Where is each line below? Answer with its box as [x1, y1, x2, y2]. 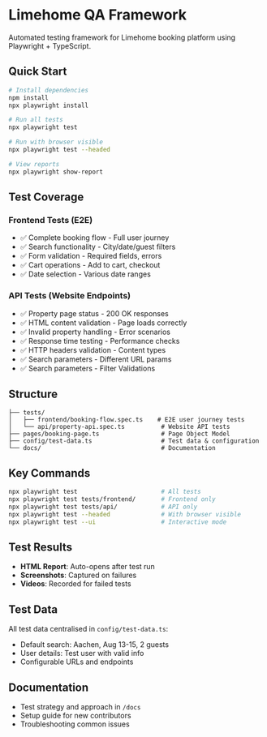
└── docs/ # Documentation [8, 444, 217, 452]
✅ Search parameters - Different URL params [19, 354, 172, 364]
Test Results [8, 541, 73, 554]
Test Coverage [8, 191, 84, 204]
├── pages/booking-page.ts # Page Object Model [8, 430, 230, 439]
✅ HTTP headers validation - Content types [19, 345, 166, 354]
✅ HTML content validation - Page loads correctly [19, 318, 187, 328]
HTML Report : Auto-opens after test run [19, 562, 156, 572]
